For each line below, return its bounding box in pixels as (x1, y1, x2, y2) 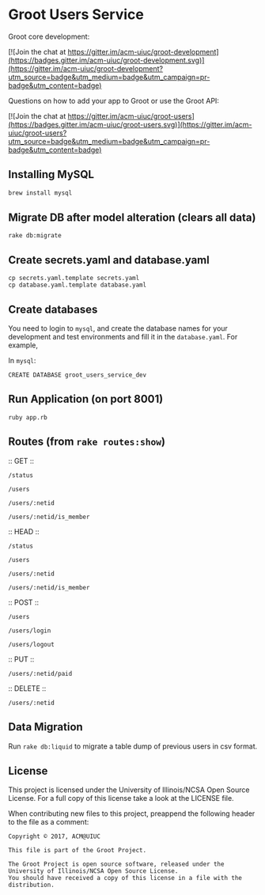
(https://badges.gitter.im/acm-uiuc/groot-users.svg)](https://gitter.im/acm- (8, 119, 252, 129)
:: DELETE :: (8, 683, 47, 693)
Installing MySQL (8, 168, 95, 181)
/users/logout (8, 640, 55, 648)
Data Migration (8, 720, 83, 734)
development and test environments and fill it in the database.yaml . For (8, 332, 238, 342)
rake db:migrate (8, 232, 62, 240)
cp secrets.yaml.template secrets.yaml (8, 275, 140, 283)
